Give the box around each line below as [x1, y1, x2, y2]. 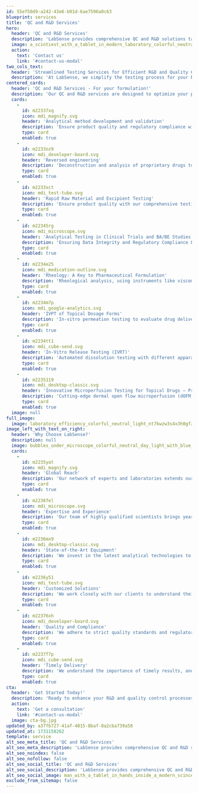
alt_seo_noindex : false [6, 750, 65, 756]
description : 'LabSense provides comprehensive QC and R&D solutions [11, 36, 186, 42]
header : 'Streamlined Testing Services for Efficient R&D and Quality [11, 69, 189, 75]
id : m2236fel [21, 498, 54, 503]
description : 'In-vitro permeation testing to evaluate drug [21, 316, 176, 322]
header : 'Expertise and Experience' [21, 509, 112, 515]
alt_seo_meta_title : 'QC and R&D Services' [6, 739, 115, 745]
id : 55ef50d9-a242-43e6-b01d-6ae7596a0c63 [6, 8, 112, 15]
